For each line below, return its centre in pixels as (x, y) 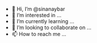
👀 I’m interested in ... (36, 15)
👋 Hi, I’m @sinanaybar (39, 9)
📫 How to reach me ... (39, 34)
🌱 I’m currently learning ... (43, 21)
